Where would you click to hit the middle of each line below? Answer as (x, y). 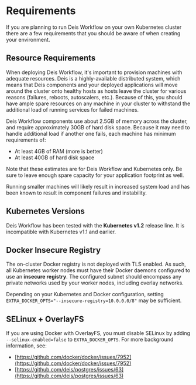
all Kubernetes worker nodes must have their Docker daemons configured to (98, 270)
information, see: (26, 346)
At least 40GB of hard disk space (54, 158)
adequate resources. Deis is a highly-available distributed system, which (93, 78)
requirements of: (26, 140)
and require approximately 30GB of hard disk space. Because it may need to (98, 127)
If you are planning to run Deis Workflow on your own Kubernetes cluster (94, 27)
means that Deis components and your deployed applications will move (92, 85)
